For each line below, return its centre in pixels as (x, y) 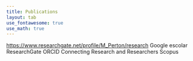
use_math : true (25, 28)
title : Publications (32, 12)
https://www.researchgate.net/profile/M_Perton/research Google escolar (97, 45)
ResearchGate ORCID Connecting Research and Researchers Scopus (93, 52)
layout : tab (21, 17)
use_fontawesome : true (35, 23)
